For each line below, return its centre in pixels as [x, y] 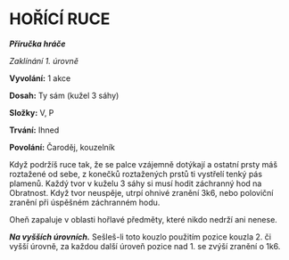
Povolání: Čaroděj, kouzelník [62, 147]
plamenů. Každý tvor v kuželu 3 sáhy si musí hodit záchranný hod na [136, 183]
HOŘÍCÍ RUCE [60, 19]
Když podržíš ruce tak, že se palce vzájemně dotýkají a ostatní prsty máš [144, 164]
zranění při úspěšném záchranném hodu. [85, 202]
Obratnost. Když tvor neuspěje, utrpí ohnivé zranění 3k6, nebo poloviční [141, 192]
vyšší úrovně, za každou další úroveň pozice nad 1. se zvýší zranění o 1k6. [145, 246]
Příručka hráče [37, 44]
